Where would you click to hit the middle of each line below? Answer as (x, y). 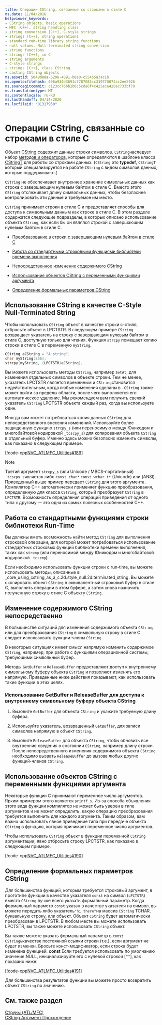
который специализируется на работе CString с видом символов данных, (81, 167)
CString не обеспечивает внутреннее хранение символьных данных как (80, 182)
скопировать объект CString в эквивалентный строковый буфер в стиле (80, 583)
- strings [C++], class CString (37, 68)
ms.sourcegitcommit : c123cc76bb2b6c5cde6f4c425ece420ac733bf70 (70, 86)
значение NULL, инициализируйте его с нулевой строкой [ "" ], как (73, 956)
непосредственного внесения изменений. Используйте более (69, 423)
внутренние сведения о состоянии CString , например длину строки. (83, 746)
